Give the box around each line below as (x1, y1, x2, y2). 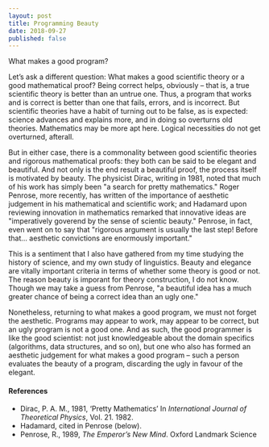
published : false (8, 34, 67, 43)
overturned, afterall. (8, 132, 74, 142)
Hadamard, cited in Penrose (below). (19, 421, 143, 431)
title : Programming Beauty (8, 19, 99, 27)
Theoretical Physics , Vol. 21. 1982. (19, 412, 134, 422)
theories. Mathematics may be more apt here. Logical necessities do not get (8, 123, 261, 133)
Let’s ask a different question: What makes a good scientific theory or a (8, 72, 245, 81)
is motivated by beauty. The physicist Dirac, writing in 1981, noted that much (8, 173, 262, 183)
